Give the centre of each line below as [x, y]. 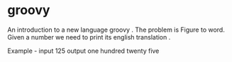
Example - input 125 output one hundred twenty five [83, 51]
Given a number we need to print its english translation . [89, 37]
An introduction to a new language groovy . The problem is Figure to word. [116, 30]
